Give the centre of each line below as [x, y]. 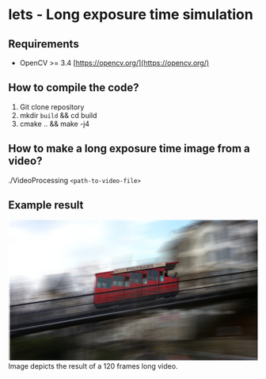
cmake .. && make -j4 [54, 124]
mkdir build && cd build [58, 115]
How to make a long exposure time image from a [129, 149]
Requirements [44, 44]
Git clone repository [52, 107]
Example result [46, 205]
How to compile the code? [74, 88]
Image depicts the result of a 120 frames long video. [93, 366]
